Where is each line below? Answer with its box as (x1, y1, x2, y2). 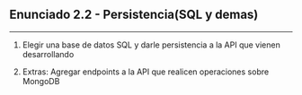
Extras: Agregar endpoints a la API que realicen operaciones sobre (22, 66, 270, 77)
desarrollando (22, 48, 75, 59)
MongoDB (22, 75, 60, 86)
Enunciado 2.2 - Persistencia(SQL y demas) (9, 7, 259, 22)
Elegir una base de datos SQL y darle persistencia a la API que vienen (22, 39, 280, 50)
